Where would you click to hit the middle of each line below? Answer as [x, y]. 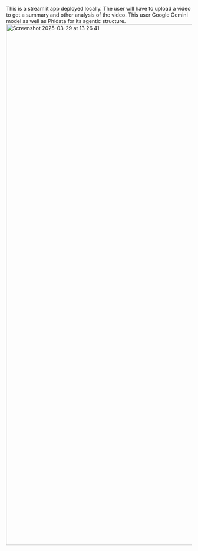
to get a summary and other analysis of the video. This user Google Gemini [97, 15]
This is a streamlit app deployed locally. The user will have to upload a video [98, 9]
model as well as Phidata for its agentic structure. [66, 21]
